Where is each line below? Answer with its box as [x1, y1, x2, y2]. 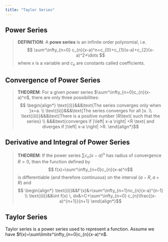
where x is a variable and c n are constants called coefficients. [17, 60, 145, 68]
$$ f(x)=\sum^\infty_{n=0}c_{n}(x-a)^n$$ [48, 166, 133, 173]
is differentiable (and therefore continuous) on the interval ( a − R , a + [17, 174, 159, 180]
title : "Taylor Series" [5, 7, 55, 13]
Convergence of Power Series [5, 76, 101, 84]
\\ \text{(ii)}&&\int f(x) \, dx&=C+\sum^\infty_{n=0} [25, 193, 127, 199]
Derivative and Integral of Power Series [5, 138, 130, 147]
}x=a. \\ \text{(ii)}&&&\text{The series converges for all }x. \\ [29, 108, 152, 114]
